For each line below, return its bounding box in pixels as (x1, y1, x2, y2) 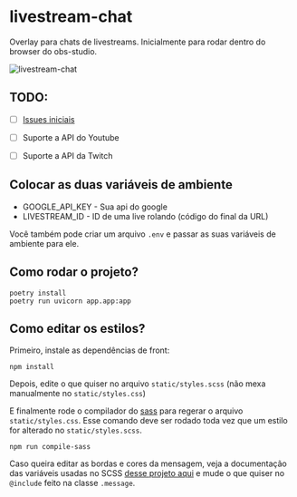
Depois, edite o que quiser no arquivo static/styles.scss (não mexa (9, 378, 266, 389)
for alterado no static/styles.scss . (9, 424, 142, 436)
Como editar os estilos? (9, 320, 146, 336)
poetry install (9, 288, 67, 297)
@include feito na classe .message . (9, 478, 136, 489)
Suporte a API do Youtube (22, 132, 120, 142)
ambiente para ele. (9, 238, 80, 248)
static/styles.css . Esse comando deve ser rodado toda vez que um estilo (9, 415, 288, 426)
